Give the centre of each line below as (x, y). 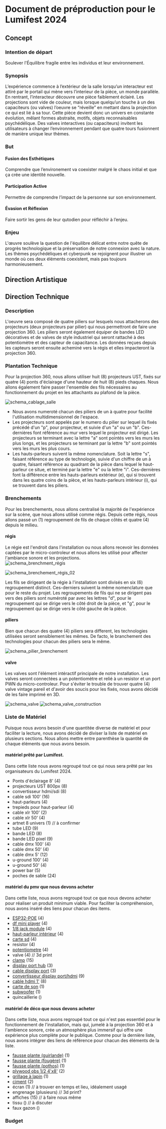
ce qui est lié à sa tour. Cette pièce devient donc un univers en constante (80, 113)
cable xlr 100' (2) (29, 812)
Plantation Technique (31, 366)
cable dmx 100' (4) (31, 844)
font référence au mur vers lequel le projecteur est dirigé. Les (96, 433)
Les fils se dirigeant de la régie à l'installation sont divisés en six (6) (74, 582)
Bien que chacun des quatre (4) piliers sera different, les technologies (76, 631)
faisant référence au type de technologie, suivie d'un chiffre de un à (82, 459)
